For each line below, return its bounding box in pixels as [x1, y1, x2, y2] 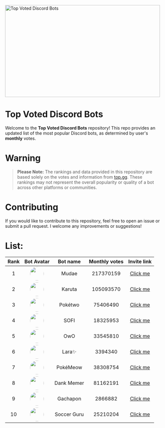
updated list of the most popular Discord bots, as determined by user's [5, 130, 148, 136]
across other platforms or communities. [17, 184, 97, 190]
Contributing [5, 202, 58, 213]
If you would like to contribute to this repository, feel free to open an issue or [5, 218, 160, 224]
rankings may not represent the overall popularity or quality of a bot [17, 179, 154, 185]
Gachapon [57, 395, 82, 402]
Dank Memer [54, 380, 84, 387]
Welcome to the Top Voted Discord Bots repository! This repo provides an [5, 125, 156, 131]
